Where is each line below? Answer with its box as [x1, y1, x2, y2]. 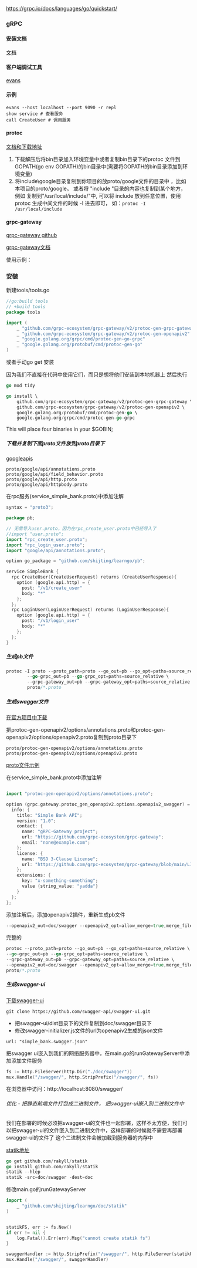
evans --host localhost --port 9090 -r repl [6, 104, 117, 110]
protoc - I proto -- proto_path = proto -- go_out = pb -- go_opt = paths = [6, 668, 169, 674]
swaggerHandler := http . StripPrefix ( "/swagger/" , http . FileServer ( [6, 1251, 175, 1257]
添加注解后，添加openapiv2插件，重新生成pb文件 [6, 911, 125, 918]
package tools [6, 309, 41, 315]
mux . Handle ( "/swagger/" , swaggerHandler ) [6, 1257, 109, 1263]
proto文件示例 [6, 762, 40, 769]
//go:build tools [6, 299, 49, 305]
